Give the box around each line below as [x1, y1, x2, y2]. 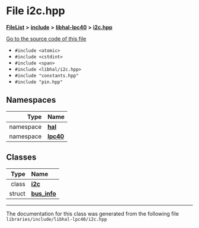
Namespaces [6, 95, 56, 105]
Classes [6, 152, 37, 162]
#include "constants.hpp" [14, 73, 79, 79]
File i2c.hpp [6, 4, 65, 18]
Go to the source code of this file [6, 35, 86, 42]
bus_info [31, 189, 56, 197]
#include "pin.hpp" [14, 79, 63, 85]
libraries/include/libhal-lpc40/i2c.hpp [6, 216, 108, 222]
